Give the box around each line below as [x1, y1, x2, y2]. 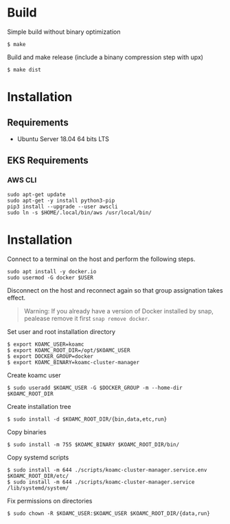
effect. [7, 293, 26, 302]
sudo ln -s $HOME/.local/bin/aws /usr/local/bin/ [7, 209, 152, 216]
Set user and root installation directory [7, 327, 115, 335]
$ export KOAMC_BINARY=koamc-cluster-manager [7, 359, 139, 366]
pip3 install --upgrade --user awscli [7, 203, 118, 210]
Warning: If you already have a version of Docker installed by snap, [23, 306, 214, 315]
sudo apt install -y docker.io [7, 268, 97, 275]
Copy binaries [7, 428, 47, 436]
